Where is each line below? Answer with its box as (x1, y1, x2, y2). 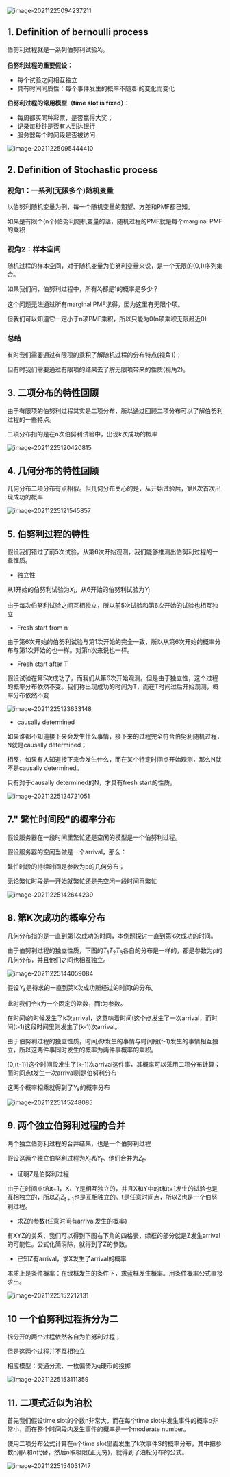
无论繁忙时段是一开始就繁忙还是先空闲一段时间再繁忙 (7, 877, 157, 885)
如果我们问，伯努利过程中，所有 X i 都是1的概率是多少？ (7, 284, 159, 295)
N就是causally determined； (7, 741, 88, 749)
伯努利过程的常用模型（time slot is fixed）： (7, 99, 130, 107)
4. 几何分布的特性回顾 (7, 464, 99, 476)
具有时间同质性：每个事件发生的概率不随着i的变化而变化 (16, 84, 175, 92)
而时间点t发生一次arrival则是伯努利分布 (7, 1069, 117, 1077)
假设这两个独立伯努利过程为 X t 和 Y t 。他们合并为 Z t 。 (7, 1154, 151, 1164)
